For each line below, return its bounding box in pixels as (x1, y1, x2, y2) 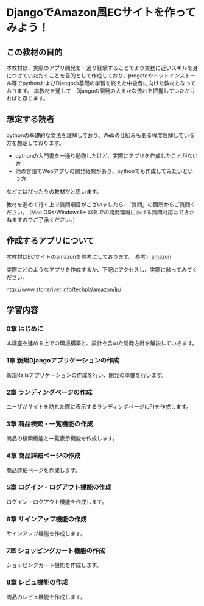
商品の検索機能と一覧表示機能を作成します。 (6, 435, 118, 442)
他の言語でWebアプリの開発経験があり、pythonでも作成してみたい (15, 167, 183, 174)
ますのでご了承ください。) (11, 216, 76, 223)
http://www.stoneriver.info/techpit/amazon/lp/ (6, 286, 122, 293)
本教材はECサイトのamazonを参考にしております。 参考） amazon (6, 253, 172, 260)
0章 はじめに (6, 324, 44, 333)
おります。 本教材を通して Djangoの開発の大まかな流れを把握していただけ (6, 87, 196, 94)
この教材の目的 (6, 47, 63, 57)
